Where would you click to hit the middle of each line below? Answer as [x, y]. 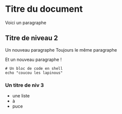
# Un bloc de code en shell [34, 68]
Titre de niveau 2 [32, 38]
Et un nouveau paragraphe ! [33, 59]
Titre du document [44, 9]
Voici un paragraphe [26, 23]
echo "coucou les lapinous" [34, 73]
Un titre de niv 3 [25, 85]
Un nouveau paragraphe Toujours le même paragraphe [61, 50]
